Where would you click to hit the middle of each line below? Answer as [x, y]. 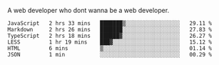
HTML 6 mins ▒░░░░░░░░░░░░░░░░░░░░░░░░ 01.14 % [110, 49]
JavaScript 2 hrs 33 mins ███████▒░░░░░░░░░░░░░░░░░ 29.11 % [110, 24]
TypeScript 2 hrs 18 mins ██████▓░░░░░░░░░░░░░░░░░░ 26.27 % [110, 36]
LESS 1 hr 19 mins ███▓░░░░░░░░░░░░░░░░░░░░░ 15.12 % [110, 42]
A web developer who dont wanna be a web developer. [88, 10]
